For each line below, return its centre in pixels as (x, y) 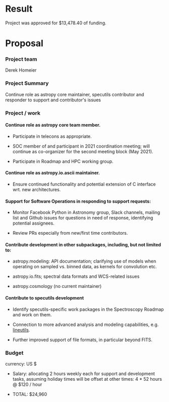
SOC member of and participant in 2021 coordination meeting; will (81, 146)
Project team (21, 59)
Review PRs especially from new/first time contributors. (70, 233)
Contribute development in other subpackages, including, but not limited (83, 244)
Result (19, 9)
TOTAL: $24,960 (30, 394)
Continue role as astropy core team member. (53, 125)
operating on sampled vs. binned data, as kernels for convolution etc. (84, 267)
